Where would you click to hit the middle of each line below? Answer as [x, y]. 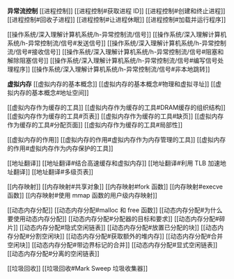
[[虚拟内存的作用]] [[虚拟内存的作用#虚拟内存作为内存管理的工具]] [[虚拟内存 [117, 139]
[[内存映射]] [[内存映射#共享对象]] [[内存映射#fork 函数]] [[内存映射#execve [115, 186]
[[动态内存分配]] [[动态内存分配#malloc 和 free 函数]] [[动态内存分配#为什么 [115, 210]
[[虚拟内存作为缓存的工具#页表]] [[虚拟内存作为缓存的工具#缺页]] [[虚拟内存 [116, 116]
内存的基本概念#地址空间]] [51, 93]
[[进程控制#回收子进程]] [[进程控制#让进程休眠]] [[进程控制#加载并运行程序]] [117, 19]
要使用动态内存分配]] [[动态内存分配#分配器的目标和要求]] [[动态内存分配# [113, 219]
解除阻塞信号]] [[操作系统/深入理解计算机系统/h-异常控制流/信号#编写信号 [112, 61]
